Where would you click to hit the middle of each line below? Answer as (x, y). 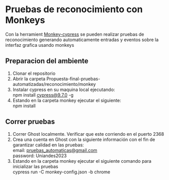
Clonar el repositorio (34, 73)
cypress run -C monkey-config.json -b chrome (61, 172)
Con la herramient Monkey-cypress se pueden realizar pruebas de (75, 34)
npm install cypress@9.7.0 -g (43, 95)
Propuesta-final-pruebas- (73, 79)
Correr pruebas (30, 122)
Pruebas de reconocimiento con (74, 9)
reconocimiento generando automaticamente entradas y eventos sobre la (82, 40)
